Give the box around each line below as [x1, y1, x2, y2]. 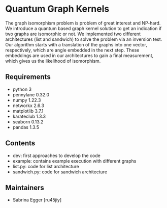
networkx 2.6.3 [12, 102, 45, 109]
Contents [5, 139, 36, 148]
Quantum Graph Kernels [5, 3, 110, 15]
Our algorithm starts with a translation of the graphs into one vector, [5, 41, 147, 47]
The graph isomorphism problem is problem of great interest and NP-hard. [5, 20, 161, 26]
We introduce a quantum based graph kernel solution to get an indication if [5, 25, 162, 31]
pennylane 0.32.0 [12, 91, 50, 97]
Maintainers [5, 183, 45, 192]
